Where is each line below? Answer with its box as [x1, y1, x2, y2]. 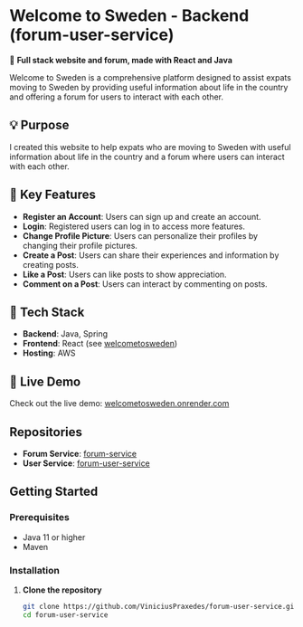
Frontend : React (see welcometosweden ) [22, 338, 178, 349]
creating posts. [22, 259, 79, 270]
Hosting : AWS [22, 347, 76, 358]
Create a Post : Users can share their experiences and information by [22, 250, 279, 261]
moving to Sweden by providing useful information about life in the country [9, 81, 289, 92]
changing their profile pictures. [22, 240, 138, 251]
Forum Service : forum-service [22, 449, 137, 459]
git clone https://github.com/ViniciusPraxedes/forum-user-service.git [22, 602, 298, 611]
